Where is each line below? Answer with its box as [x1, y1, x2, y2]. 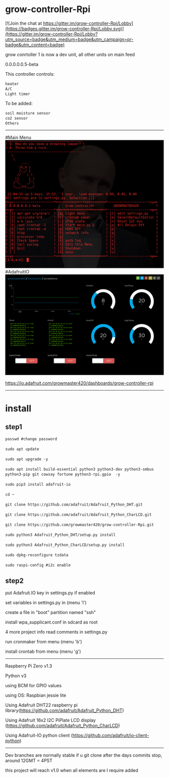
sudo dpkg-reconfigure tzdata [5, 552, 69, 558]
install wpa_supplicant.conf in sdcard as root [5, 619, 98, 625]
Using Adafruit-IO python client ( [5, 733, 73, 739]
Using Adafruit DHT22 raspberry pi [5, 702, 78, 708]
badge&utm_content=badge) [5, 41, 65, 47]
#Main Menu [5, 134, 32, 140]
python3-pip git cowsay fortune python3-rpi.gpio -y [5, 472, 121, 477]
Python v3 [5, 673, 27, 679]
